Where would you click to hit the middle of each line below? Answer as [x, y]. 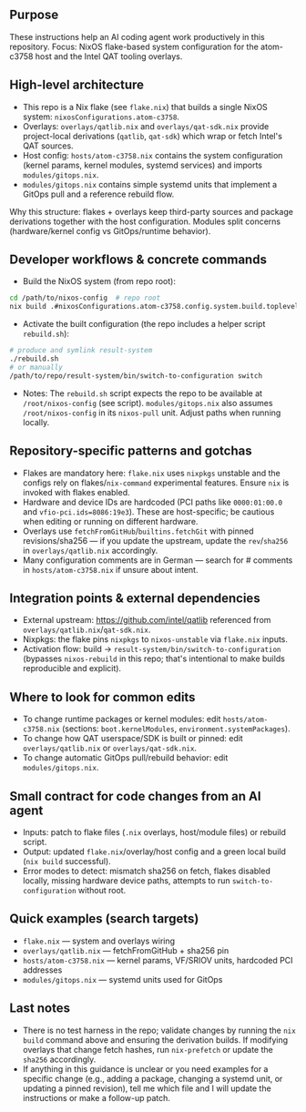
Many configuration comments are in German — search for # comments [158, 560]
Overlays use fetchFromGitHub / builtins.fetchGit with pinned [138, 531]
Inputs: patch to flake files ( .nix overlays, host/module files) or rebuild [154, 831]
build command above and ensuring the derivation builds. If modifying [155, 1040]
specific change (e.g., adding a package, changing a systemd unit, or [153, 1078]
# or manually [36, 367]
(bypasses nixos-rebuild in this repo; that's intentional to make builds [153, 658]
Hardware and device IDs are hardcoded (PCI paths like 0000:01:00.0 [153, 502]
